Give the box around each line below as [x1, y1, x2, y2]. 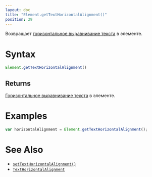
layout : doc [5, 7, 30, 13]
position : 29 [5, 17, 33, 22]
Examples [5, 110, 47, 122]
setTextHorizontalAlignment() [12, 161, 77, 167]
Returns [5, 79, 31, 87]
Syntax [5, 49, 36, 60]
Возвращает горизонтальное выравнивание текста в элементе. [5, 31, 143, 37]
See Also [5, 144, 43, 155]
